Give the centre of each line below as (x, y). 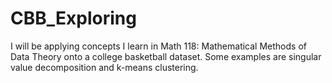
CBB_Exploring (73, 18)
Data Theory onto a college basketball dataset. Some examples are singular (166, 56)
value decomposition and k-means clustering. (104, 67)
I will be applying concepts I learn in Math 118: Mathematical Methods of (158, 46)
